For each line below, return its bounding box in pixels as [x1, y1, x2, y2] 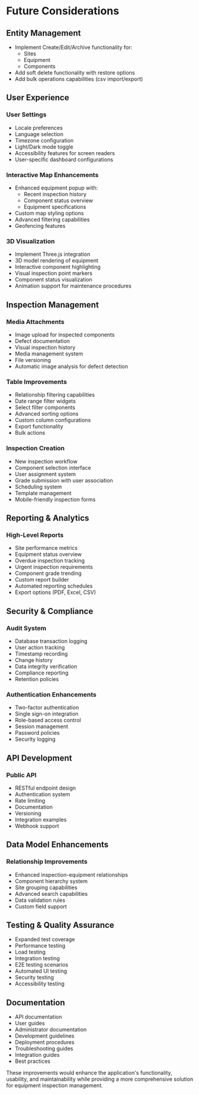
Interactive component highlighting [14, 264, 101, 271]
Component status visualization [14, 276, 92, 283]
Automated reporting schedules [14, 583, 93, 590]
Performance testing [14, 942, 66, 949]
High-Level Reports [6, 531, 64, 539]
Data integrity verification [14, 663, 77, 670]
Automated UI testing [14, 967, 67, 975]
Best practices [14, 1057, 51, 1065]
